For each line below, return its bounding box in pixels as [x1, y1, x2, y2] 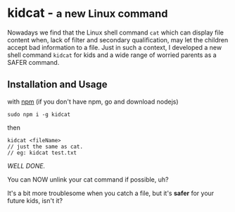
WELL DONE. [7, 161, 46, 170]
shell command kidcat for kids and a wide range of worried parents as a [7, 51, 217, 59]
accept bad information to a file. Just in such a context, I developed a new [7, 43, 222, 51]
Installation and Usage [7, 79, 108, 91]
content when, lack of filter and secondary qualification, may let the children [7, 35, 229, 44]
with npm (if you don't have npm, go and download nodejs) [7, 97, 179, 106]
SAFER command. [7, 58, 60, 66]
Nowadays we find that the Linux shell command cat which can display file [7, 28, 224, 37]
